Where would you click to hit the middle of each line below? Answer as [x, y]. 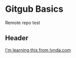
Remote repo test [23, 23]
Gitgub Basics [34, 9]
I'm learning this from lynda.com [38, 50]
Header [17, 38]
